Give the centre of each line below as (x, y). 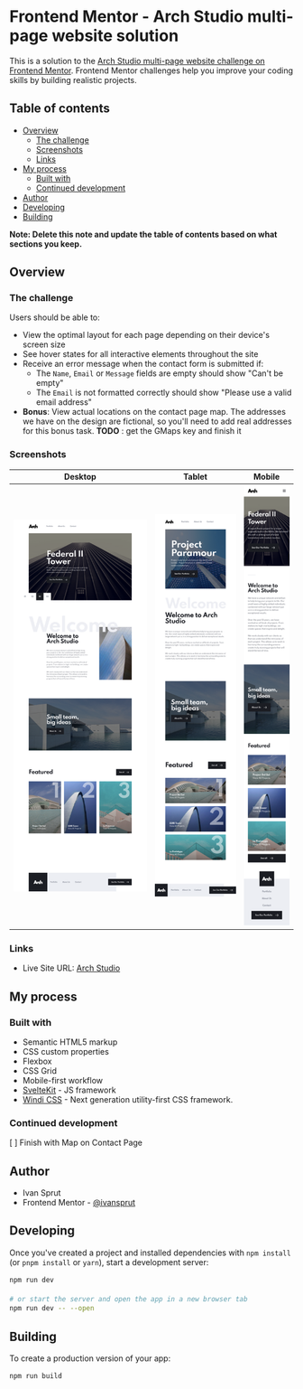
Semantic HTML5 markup (70, 1042)
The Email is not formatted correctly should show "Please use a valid (164, 393)
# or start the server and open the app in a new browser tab (129, 1299)
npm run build (36, 1376)
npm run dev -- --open (52, 1309)
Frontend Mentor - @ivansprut (79, 1203)
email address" (64, 402)
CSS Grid (39, 1070)
